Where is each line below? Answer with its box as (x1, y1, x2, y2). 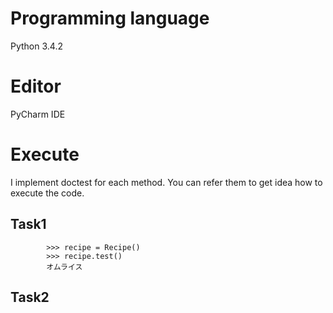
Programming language (10, 7, 210, 30)
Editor (10, 75, 62, 98)
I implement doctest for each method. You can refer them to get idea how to (10, 176, 323, 188)
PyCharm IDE (10, 108, 66, 120)
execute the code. (10, 187, 85, 199)
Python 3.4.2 (10, 40, 63, 52)
